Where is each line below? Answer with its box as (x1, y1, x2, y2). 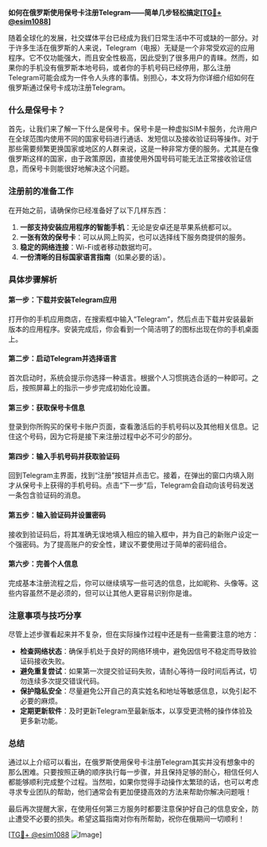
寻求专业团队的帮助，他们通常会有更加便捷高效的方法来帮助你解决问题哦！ (8, 787, 252, 797)
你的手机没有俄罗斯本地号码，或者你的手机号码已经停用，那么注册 (14, 63, 231, 72)
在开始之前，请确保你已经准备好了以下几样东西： (8, 205, 168, 215)
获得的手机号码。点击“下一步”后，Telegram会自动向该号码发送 (49, 480, 254, 490)
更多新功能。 (19, 716, 62, 726)
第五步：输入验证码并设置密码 (8, 510, 106, 519)
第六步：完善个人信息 (8, 559, 78, 569)
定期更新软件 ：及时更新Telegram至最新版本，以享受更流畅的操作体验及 (19, 706, 253, 716)
